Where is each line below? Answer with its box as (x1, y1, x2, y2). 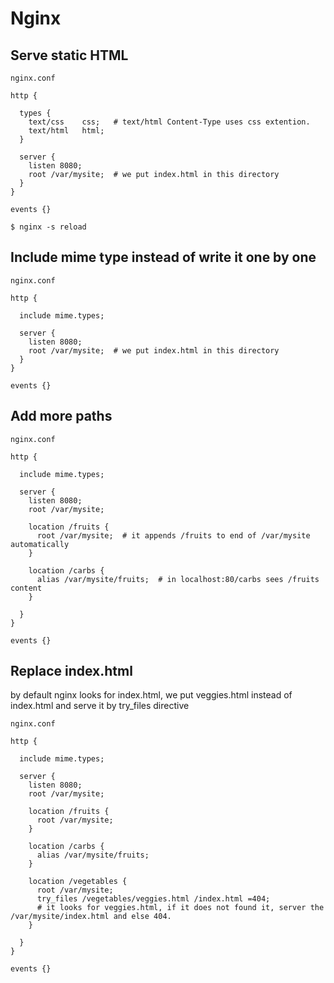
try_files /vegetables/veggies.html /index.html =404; (36, 894, 271, 904)
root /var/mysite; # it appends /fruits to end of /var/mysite (36, 530, 311, 541)
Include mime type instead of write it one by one (10, 249, 317, 266)
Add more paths (10, 408, 113, 425)
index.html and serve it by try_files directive (10, 700, 190, 712)
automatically (10, 539, 70, 549)
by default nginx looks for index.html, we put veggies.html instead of (10, 689, 293, 701)
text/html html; (28, 126, 105, 136)
